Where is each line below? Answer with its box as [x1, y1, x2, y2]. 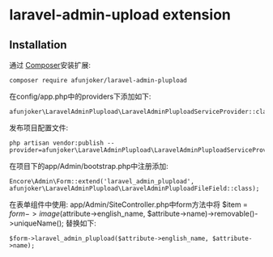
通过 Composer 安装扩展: [9, 61, 92, 70]
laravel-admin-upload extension [9, 6, 232, 24]
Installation [9, 38, 67, 52]
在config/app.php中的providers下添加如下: [9, 91, 151, 101]
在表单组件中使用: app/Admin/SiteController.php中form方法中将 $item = [9, 200, 248, 209]
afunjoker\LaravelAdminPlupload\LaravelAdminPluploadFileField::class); [9, 184, 260, 192]
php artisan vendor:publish [9, 139, 105, 147]
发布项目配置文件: [9, 123, 69, 133]
